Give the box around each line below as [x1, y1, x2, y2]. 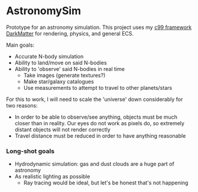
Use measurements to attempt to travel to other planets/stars [23, 84, 173, 91]
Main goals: [6, 41, 34, 48]
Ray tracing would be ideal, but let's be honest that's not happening [23, 179, 189, 187]
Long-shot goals [6, 147, 55, 155]
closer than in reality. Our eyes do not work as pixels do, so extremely [14, 119, 185, 126]
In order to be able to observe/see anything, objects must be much [14, 113, 178, 121]
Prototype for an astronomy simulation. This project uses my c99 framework [6, 24, 192, 31]
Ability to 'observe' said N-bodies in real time [14, 65, 125, 72]
